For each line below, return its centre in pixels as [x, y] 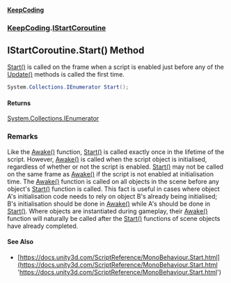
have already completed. [43, 226]
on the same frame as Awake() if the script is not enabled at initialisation [111, 174]
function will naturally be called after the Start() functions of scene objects [114, 218]
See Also [20, 242]
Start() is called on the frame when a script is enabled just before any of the [115, 67]
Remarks [23, 137]
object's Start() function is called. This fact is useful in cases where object [114, 189]
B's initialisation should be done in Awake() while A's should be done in [109, 204]
